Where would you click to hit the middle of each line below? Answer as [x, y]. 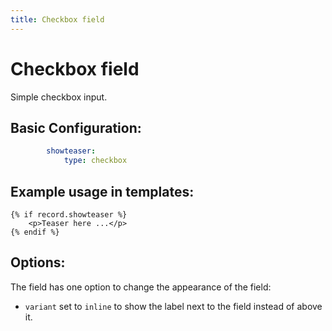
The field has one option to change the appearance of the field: [141, 287]
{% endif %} [35, 232]
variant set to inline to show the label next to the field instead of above [173, 306]
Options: [38, 262]
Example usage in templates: [102, 191]
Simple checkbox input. [59, 97]
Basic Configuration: [76, 127]
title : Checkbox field [57, 19]
